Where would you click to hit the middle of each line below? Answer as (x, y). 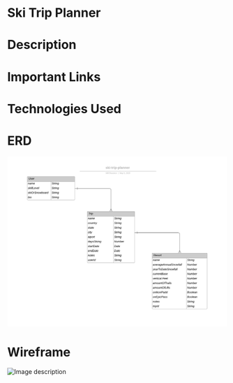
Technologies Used (65, 109)
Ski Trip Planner (54, 13)
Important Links (54, 77)
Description (42, 45)
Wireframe (39, 353)
